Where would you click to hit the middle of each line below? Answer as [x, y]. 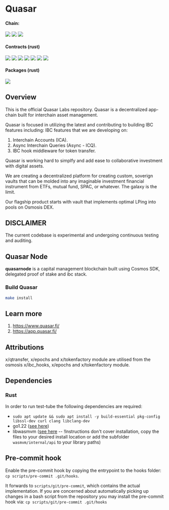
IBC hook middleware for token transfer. [54, 151]
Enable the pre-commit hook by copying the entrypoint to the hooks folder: [83, 470]
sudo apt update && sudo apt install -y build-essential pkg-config [86, 417]
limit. [10, 192]
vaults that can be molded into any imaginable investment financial [75, 181]
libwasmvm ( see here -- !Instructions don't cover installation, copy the [86, 431]
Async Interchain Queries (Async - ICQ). [55, 145]
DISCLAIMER [26, 223]
